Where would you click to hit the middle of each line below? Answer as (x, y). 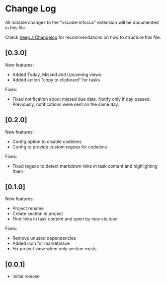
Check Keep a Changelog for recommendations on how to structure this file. (83, 37)
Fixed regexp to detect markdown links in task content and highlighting (85, 166)
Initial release (26, 277)
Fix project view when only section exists (54, 249)
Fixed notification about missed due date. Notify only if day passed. (82, 99)
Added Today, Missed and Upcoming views (57, 74)
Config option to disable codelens (47, 141)
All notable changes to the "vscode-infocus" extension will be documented (82, 22)
